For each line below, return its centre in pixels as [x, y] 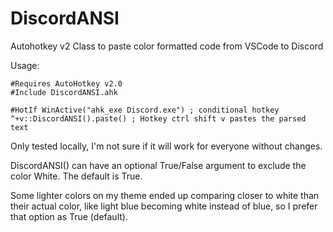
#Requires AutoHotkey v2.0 [66, 83]
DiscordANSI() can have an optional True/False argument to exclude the [158, 165]
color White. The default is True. [76, 176]
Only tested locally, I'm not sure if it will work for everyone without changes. [166, 146]
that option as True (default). [69, 216]
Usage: [25, 65]
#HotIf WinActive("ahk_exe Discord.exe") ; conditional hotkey [145, 110]
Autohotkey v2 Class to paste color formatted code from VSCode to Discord [167, 46]
